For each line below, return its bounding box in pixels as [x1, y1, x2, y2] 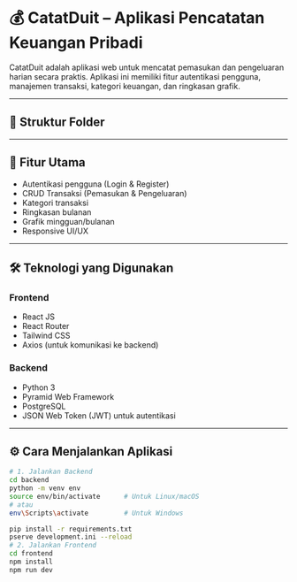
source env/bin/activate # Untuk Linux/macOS [9, 492, 200, 501]
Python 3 [21, 382, 56, 393]
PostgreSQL [21, 401, 66, 411]
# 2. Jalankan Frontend [9, 541, 97, 550]
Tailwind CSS [21, 330, 71, 341]
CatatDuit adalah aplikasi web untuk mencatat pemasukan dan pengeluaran [9, 62, 285, 73]
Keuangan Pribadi [9, 33, 143, 53]
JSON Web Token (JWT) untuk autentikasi [21, 410, 177, 421]
